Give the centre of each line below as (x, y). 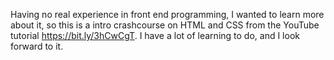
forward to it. (37, 46)
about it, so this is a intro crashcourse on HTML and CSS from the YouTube (165, 25)
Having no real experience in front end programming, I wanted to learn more (167, 14)
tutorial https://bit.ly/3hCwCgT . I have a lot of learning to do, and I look (155, 35)
